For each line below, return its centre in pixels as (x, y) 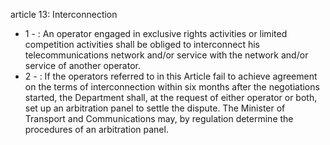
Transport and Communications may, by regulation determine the (159, 118)
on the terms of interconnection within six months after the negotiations (172, 87)
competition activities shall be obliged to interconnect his (142, 44)
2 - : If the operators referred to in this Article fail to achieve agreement (171, 76)
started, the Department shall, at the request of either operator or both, (171, 97)
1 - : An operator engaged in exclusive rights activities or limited (156, 33)
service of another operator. (82, 65)
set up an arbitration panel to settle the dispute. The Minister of (155, 108)
